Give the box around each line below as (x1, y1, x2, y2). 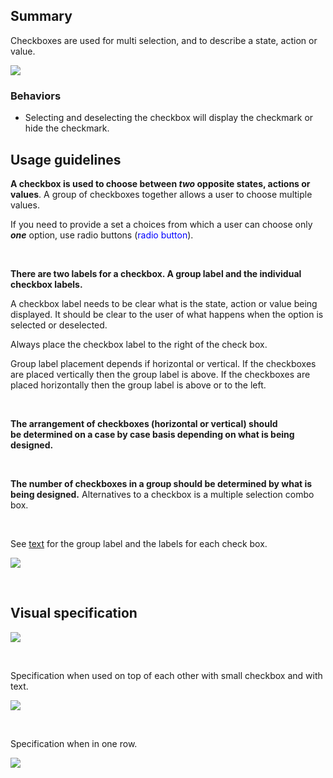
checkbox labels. (10, 278, 83, 290)
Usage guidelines (10, 151, 122, 168)
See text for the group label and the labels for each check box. (10, 537, 268, 549)
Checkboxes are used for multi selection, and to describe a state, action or (10, 34, 318, 46)
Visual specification (10, 605, 138, 622)
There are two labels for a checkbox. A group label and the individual (10, 267, 302, 279)
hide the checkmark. (24, 122, 110, 134)
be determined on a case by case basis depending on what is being (10, 428, 295, 440)
